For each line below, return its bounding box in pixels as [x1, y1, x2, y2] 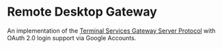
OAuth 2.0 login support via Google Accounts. [7, 33, 137, 42]
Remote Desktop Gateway [7, 4, 157, 20]
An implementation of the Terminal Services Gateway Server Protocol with [7, 27, 216, 35]
